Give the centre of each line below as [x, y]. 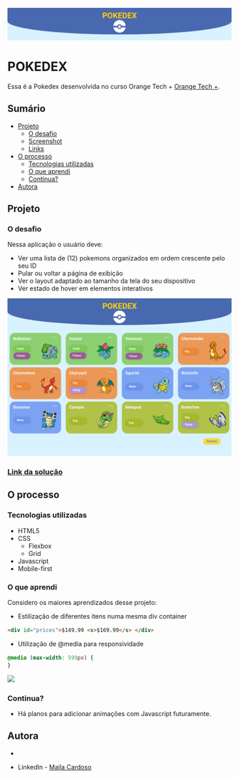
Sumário [27, 109]
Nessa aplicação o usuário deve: [55, 245]
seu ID [27, 266]
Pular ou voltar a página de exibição [70, 273]
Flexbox [40, 546]
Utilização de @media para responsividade [80, 643]
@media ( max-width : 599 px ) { [51, 658]
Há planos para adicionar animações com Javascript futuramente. [114, 713]
